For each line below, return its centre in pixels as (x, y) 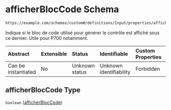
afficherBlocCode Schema (62, 9)
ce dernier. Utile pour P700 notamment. (47, 38)
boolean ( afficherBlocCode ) (34, 102)
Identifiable (114, 53)
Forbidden (148, 69)
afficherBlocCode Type (43, 90)
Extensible (54, 53)
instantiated (22, 72)
